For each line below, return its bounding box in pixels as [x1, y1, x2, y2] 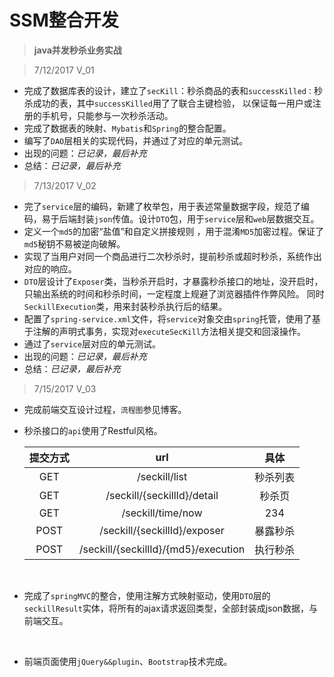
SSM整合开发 [9, 9, 119, 32]
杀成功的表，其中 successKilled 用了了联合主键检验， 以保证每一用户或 [23, 97, 313, 109]
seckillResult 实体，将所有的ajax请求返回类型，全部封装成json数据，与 [23, 602, 319, 614]
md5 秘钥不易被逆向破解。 [23, 237, 126, 250]
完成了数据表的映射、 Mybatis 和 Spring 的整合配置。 [23, 122, 232, 134]
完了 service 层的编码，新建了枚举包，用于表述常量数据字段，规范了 [23, 200, 301, 212]
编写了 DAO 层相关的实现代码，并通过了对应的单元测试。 [23, 134, 249, 146]
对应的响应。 [23, 262, 77, 275]
